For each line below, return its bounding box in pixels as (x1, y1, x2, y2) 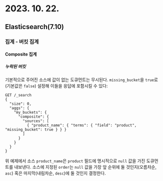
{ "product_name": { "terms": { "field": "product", (26, 123, 137, 128)
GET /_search (5, 93, 32, 98)
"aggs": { (9, 106, 29, 111)
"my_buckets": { (14, 110, 47, 115)
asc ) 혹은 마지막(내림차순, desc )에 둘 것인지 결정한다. (5, 170, 106, 176)
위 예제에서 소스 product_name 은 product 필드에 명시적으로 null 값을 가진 (5, 158, 145, 164)
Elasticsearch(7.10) (5, 23, 65, 31)
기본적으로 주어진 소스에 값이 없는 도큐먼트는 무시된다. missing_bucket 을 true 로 (5, 77, 158, 83)
